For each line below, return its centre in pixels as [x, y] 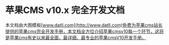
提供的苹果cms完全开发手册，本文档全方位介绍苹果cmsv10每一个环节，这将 [84, 31]
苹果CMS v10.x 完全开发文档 [65, 10]
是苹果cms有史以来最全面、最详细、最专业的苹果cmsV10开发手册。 [76, 37]
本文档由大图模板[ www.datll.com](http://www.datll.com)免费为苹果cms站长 [84, 25]
